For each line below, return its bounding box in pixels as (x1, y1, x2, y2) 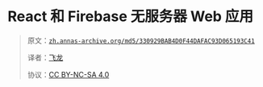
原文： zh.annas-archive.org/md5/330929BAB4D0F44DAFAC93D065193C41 (27, 35, 255, 45)
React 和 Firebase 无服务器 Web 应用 (7, 7, 254, 26)
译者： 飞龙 (27, 52, 64, 62)
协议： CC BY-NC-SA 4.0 (27, 69, 110, 79)
